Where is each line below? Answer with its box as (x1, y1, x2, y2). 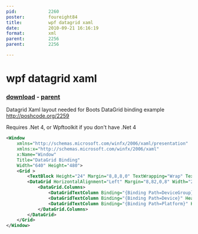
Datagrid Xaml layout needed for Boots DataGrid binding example (6, 106, 165, 113)
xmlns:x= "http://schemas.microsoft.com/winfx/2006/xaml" (16, 146, 160, 152)
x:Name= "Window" (16, 151, 57, 158)
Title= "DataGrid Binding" (16, 157, 81, 163)
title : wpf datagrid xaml (6, 19, 94, 25)
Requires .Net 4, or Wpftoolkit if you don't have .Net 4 (6, 124, 137, 131)
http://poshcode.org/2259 (6, 112, 70, 119)
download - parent (6, 92, 61, 101)
